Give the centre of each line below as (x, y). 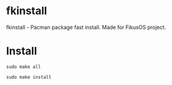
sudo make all (24, 67)
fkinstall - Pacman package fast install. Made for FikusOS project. (86, 27)
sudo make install (29, 77)
